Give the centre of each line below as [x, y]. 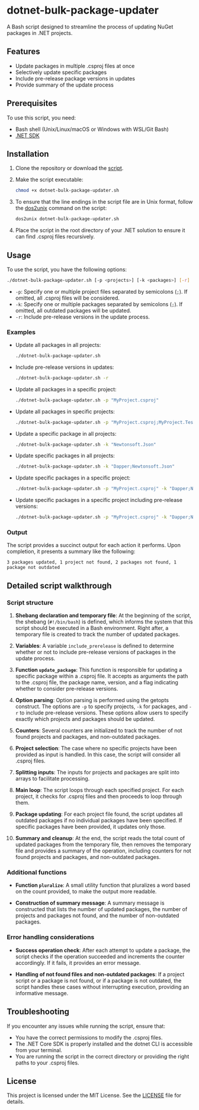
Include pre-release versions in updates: [65, 367]
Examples [21, 332]
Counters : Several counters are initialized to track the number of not [99, 731]
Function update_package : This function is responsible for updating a [99, 670]
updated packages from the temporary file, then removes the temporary [103, 845]
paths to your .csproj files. [47, 1063]
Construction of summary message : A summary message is [90, 903]
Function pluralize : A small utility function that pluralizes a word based [103, 885]
